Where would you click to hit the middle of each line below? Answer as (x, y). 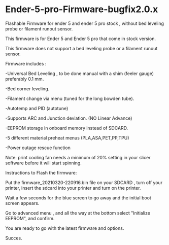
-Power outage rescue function (38, 148)
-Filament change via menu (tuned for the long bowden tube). (70, 98)
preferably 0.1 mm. (25, 79)
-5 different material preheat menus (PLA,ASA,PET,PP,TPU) (67, 137)
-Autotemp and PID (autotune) (37, 108)
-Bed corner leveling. (27, 89)
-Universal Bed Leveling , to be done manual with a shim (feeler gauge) (79, 73)
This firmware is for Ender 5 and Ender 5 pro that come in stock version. (81, 39)
